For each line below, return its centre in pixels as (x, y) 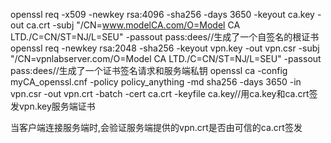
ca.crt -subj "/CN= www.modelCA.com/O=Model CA (133, 25)
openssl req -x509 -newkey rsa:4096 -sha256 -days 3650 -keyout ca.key (162, 14)
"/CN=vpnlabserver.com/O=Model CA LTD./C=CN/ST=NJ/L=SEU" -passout (166, 58)
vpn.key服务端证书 (57, 106)
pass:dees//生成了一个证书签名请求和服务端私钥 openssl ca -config (149, 70)
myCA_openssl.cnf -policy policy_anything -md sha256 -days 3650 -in (156, 82)
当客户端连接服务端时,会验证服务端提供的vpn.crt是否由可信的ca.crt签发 (156, 127)
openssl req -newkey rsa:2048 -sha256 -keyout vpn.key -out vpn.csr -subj (165, 48)
